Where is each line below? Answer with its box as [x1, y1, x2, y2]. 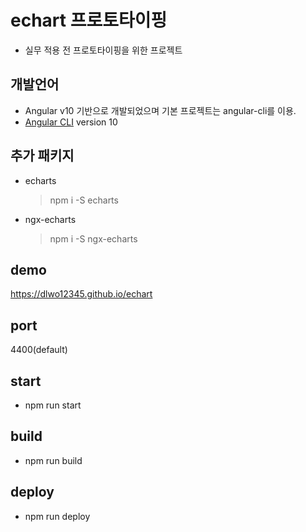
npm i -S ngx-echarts [49, 232, 138, 245]
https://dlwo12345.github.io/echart [10, 288, 153, 300]
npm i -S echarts [49, 194, 119, 206]
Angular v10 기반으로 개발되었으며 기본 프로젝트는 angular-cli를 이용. [24, 104, 297, 116]
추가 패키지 [10, 147, 75, 165]
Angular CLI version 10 [24, 116, 118, 128]
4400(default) [10, 344, 68, 356]
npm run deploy [24, 510, 91, 522]
